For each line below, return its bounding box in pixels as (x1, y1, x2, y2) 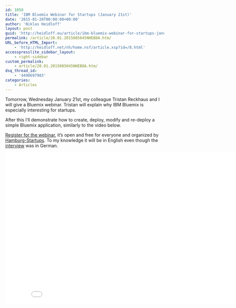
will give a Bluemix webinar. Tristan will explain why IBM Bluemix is (5, 101, 144, 107)
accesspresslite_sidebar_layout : (5, 49, 76, 54)
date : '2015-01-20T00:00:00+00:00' (5, 17, 80, 22)
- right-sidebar (14, 54, 49, 59)
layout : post (5, 26, 33, 31)
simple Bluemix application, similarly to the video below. (5, 122, 121, 128)
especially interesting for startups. (5, 107, 77, 113)
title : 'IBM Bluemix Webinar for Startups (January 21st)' (5, 12, 132, 17)
